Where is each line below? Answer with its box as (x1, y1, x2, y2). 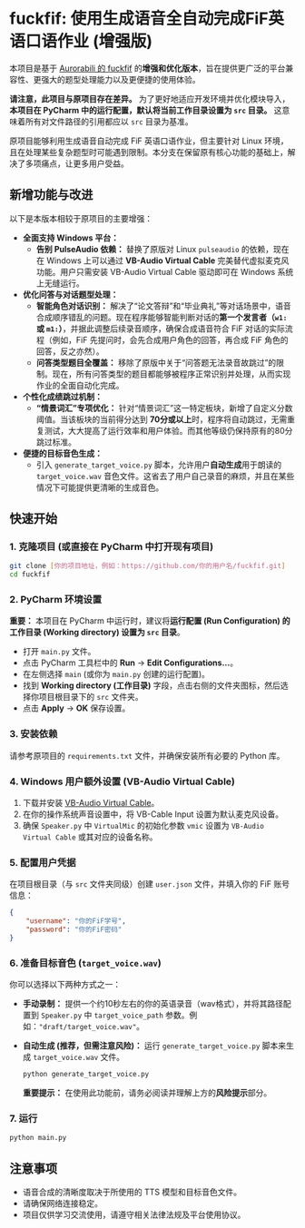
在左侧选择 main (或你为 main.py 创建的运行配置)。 (22, 669, 211, 680)
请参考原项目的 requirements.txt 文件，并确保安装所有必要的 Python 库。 (9, 750, 285, 761)
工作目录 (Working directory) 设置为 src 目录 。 (9, 627, 185, 638)
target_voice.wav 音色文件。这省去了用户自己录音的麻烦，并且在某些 (35, 470, 295, 481)
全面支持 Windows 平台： (22, 232, 120, 243)
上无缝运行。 (35, 278, 84, 289)
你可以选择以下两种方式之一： (9, 979, 121, 990)
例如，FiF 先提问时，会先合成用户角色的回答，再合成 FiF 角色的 (52, 334, 289, 345)
